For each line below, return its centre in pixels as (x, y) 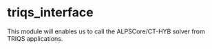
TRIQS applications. (35, 38)
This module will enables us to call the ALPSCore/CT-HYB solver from (106, 31)
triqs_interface (51, 13)
